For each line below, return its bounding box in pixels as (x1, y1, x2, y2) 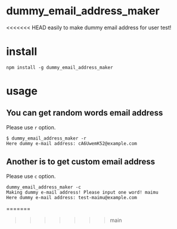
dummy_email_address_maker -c (6, 184, 82, 190)
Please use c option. (6, 172, 56, 180)
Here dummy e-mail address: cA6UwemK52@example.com (6, 140, 137, 147)
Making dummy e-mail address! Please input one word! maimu (6, 189, 159, 195)
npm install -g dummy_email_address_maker (6, 64, 113, 70)
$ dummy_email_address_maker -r (6, 135, 86, 141)
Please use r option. (6, 123, 56, 131)
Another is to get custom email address (6, 157, 156, 167)
